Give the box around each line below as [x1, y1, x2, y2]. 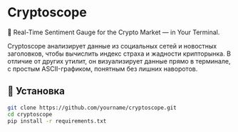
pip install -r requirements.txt [7, 117, 107, 125]
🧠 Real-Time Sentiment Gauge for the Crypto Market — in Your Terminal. [7, 28, 220, 36]
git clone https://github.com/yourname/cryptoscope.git [7, 104, 177, 111]
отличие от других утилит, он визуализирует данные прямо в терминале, [7, 56, 231, 65]
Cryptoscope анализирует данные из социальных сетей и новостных [7, 41, 217, 50]
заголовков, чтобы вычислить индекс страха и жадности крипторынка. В [7, 49, 232, 58]
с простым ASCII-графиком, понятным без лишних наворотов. [7, 64, 198, 73]
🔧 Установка [7, 85, 66, 97]
